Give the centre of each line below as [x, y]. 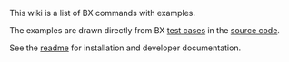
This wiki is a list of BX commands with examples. [103, 13]
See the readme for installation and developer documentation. [125, 48]
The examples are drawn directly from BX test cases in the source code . [144, 30]
